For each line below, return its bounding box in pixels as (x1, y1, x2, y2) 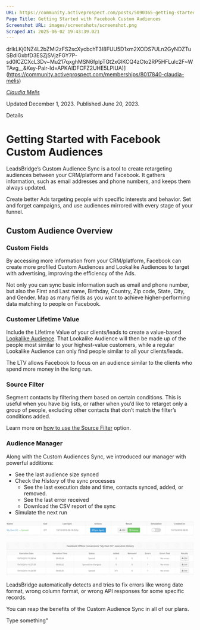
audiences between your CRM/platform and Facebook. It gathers (6, 172, 165, 179)
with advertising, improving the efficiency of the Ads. (6, 269, 136, 277)
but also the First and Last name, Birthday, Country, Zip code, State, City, (6, 287, 185, 294)
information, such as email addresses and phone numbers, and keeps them (6, 178, 191, 185)
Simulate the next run (14, 508, 67, 516)
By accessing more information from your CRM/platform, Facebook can (6, 257, 182, 264)
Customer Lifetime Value (6, 315, 80, 323)
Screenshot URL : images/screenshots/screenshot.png (6, 22, 137, 28)
